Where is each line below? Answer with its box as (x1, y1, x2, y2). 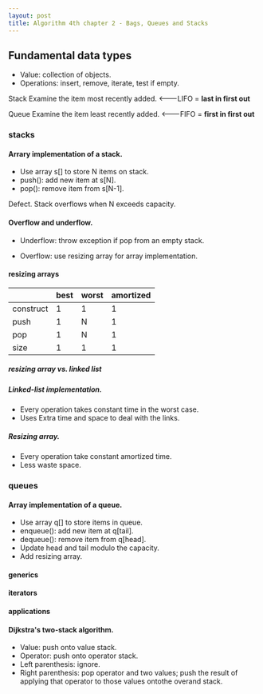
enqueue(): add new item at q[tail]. (19, 526, 134, 536)
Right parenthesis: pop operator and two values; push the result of (19, 668, 238, 678)
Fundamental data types (8, 49, 132, 62)
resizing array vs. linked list (8, 365, 102, 374)
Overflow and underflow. (8, 217, 93, 228)
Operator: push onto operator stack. (19, 651, 139, 660)
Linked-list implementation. (8, 385, 102, 394)
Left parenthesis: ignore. (19, 660, 101, 669)
